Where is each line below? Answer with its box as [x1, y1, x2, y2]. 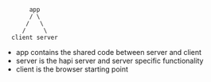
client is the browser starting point [15, 64, 129, 74]
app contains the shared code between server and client [15, 48, 201, 57]
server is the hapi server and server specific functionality [15, 56, 204, 65]
